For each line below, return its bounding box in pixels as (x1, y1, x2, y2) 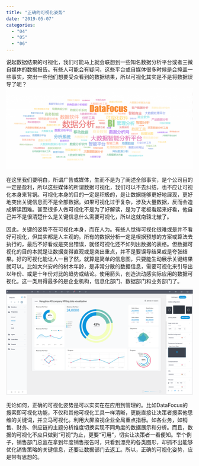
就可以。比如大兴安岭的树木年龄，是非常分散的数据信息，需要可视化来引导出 (6, 263, 193, 270)
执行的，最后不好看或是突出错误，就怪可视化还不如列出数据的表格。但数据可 (6, 240, 193, 248)
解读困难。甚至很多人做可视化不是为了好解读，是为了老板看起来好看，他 (11, 206, 188, 213)
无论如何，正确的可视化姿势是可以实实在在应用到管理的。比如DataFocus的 (6, 401, 188, 409)
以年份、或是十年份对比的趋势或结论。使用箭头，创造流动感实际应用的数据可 (6, 270, 193, 278)
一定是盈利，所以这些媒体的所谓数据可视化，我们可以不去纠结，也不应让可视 (6, 184, 193, 191)
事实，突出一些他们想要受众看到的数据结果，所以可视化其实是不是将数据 (11, 73, 188, 80)
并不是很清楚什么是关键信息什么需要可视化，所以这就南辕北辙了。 (11, 213, 172, 220)
